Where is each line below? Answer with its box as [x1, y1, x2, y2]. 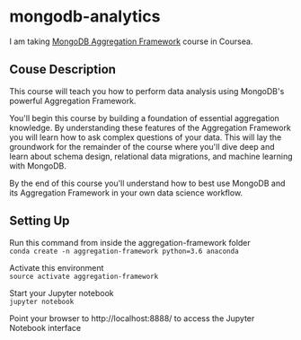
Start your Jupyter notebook [9, 287, 114, 298]
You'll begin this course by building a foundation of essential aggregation [9, 112, 280, 123]
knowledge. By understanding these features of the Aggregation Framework [9, 122, 292, 133]
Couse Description [9, 62, 117, 77]
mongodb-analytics [9, 6, 161, 27]
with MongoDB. [9, 160, 67, 171]
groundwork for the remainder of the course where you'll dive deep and [9, 141, 276, 152]
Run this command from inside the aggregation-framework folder [9, 237, 252, 248]
